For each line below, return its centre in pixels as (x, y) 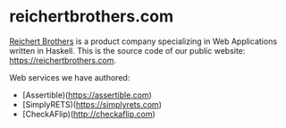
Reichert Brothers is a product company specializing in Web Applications (143, 41)
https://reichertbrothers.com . (63, 60)
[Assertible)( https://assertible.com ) (87, 95)
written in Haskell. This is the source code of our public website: (127, 50)
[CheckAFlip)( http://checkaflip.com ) (89, 114)
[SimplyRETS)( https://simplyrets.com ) (92, 104)
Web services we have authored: (70, 77)
